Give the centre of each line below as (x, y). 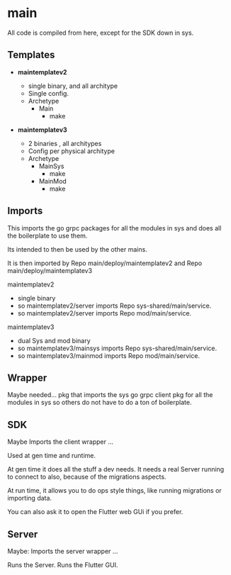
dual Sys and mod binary (54, 340)
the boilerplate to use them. (47, 235)
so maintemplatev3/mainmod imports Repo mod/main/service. (109, 355)
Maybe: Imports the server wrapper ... (63, 551)
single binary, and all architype (73, 86)
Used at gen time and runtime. (52, 456)
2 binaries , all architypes (65, 143)
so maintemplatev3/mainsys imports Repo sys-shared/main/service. (117, 348)
